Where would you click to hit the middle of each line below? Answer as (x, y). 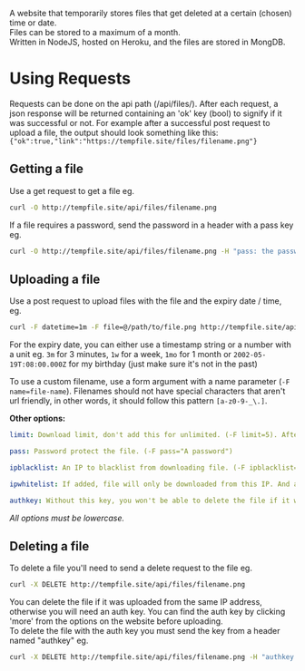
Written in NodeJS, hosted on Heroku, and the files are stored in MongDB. (148, 42)
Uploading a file (55, 279)
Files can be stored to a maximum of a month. (95, 32)
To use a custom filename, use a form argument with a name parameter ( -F (150, 382)
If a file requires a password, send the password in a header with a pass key (152, 225)
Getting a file (47, 169)
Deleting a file (49, 546)
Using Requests (70, 78)
